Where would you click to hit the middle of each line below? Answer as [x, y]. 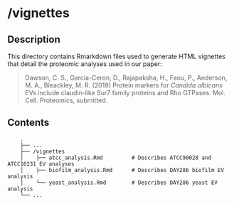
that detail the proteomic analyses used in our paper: [85, 64]
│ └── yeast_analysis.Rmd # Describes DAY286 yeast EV [119, 183]
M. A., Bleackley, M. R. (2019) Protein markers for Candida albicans [123, 85]
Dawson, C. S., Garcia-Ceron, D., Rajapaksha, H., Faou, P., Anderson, [126, 77]
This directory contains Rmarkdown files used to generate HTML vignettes [117, 56]
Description [34, 39]
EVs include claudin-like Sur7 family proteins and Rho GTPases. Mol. [125, 93]
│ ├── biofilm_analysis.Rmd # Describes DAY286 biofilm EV [122, 170]
